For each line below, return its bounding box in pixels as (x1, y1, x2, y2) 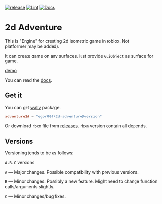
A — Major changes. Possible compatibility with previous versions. (5, 169, 139, 175)
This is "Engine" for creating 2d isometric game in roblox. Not (5, 38, 129, 44)
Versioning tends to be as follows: (5, 150, 74, 156)
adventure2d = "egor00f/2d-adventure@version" (5, 114, 102, 119)
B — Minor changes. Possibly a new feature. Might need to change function (5, 178, 158, 184)
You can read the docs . (5, 77, 53, 83)
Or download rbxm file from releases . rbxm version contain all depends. (5, 123, 147, 129)
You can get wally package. (5, 104, 61, 110)
